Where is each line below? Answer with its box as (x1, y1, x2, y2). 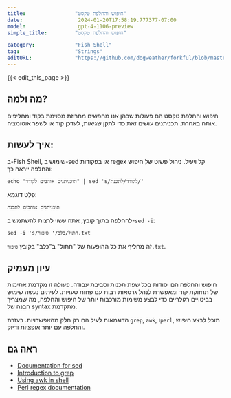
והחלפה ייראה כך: (7, 165, 53, 173)
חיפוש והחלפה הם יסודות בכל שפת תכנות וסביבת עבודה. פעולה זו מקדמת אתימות (7, 280, 217, 289)
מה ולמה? (7, 94, 48, 105)
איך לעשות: (7, 139, 54, 151)
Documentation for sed (16, 362, 82, 370)
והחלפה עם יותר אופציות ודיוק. (7, 323, 85, 331)
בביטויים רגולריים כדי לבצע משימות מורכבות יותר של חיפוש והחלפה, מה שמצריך (7, 295, 213, 304)
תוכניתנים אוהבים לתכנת (7, 204, 60, 211)
